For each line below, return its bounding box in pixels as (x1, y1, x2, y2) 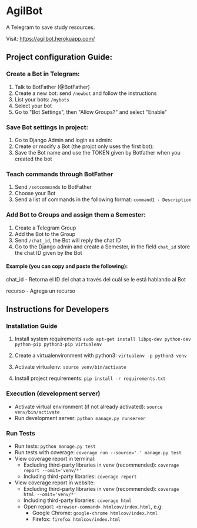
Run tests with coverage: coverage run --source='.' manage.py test (14, 449, 182, 455)
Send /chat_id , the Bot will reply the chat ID (14, 237, 122, 244)
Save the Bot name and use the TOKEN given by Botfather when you (14, 149, 181, 156)
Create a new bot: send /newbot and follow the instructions (14, 90, 157, 97)
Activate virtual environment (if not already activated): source (14, 403, 163, 410)
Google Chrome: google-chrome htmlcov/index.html (32, 509, 158, 516)
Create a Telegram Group (14, 224, 76, 231)
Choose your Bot (14, 190, 56, 197)
